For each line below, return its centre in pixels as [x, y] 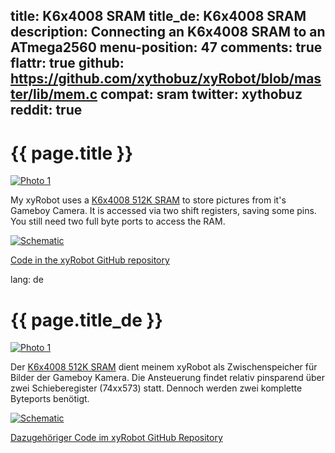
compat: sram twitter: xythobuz [201, 94]
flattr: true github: [67, 63]
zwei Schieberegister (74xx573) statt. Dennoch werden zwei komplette [156, 388]
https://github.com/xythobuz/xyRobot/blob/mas [166, 79]
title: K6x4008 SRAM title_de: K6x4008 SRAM [158, 16]
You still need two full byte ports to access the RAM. [118, 221]
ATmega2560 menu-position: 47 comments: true [166, 47]
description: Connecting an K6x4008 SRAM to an [168, 32]
